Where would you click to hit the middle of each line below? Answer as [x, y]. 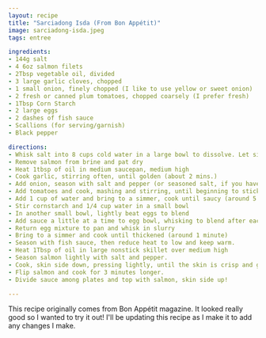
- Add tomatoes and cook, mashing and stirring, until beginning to [123, 192]
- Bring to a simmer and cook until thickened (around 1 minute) [118, 235]
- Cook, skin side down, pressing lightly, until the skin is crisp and [131, 265]
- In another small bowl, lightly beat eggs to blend [99, 213]
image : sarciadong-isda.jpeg [56, 30]
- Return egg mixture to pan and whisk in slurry [92, 228]
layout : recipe [33, 15]
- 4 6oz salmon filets [46, 67]
